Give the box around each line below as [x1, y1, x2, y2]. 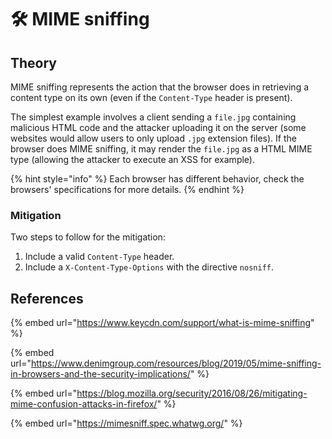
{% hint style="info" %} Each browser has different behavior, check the [10, 173, 305, 185]
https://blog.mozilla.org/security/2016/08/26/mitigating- [76, 387, 308, 400]
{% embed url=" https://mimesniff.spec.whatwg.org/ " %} [10, 417, 243, 430]
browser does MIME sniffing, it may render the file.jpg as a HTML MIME [10, 143, 313, 155]
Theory [10, 54, 58, 71]
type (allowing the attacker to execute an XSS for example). [10, 154, 255, 165]
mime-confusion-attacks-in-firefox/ [10, 398, 158, 410]
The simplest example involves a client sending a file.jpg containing [10, 111, 297, 123]
